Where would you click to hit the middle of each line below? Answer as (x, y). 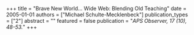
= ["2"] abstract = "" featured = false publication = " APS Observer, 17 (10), (97, 21)
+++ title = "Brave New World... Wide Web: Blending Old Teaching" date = (96, 8)
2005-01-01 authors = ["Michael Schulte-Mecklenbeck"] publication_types (97, 15)
